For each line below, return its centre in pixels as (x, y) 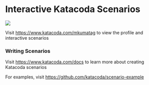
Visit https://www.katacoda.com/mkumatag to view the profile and (74, 32)
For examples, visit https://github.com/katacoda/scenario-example (74, 77)
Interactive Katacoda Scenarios (73, 9)
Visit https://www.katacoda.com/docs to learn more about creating (75, 62)
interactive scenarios (27, 38)
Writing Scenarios (28, 51)
